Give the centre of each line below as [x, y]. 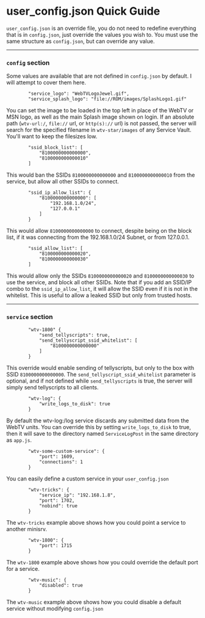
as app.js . [19, 440]
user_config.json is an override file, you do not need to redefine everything [101, 28]
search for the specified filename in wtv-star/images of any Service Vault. [99, 130]
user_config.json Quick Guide [83, 11]
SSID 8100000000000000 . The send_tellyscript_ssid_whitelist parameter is [101, 374]
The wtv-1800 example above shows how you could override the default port [102, 562]
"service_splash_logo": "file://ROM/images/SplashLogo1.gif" [108, 99]
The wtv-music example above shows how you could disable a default [94, 602]
